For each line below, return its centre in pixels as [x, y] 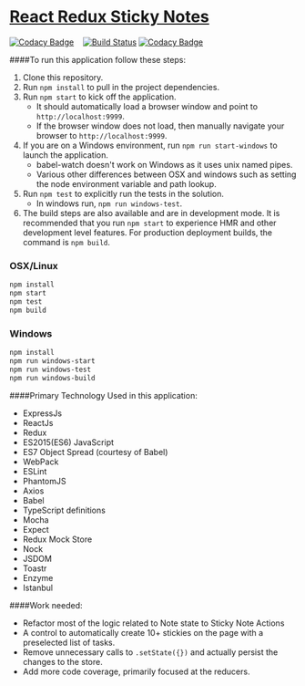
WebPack [41, 462]
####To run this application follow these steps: [98, 59]
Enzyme [38, 577]
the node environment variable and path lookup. [126, 183]
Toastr [35, 568]
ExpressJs [42, 413]
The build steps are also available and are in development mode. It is [151, 213]
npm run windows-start [52, 361]
